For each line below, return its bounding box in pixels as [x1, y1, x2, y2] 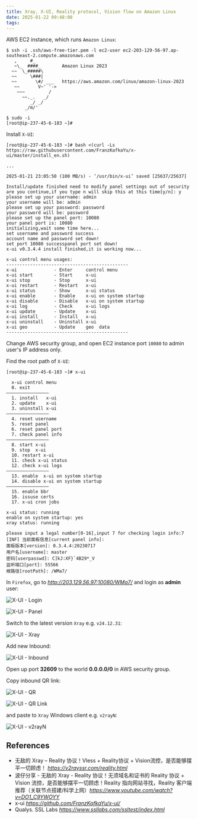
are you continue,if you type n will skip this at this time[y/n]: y [6, 189, 182, 195]
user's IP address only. [6, 346, 62, 354]
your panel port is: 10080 [6, 220, 73, 226]
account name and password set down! [6, 236, 100, 242]
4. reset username [11, 416, 58, 422]
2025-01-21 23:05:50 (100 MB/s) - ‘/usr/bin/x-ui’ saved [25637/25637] [6, 174, 187, 179]
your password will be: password [6, 210, 89, 216]
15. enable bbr [11, 489, 49, 495]
